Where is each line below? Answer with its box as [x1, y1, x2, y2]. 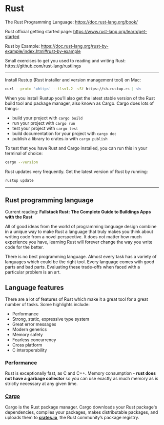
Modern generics [12, 327, 47, 332]
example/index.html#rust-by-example [5, 48, 81, 54]
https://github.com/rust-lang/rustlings [5, 63, 82, 69]
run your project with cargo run [12, 120, 76, 126]
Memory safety [12, 332, 43, 338]
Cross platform [12, 342, 42, 348]
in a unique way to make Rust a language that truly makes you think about [5, 229, 154, 234]
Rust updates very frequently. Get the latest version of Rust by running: [5, 169, 148, 174]
